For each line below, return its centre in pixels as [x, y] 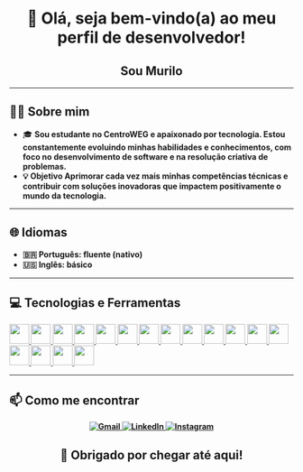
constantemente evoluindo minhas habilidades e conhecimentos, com [156, 147]
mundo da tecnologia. [64, 195]
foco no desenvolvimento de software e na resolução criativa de [145, 156]
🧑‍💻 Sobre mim [50, 112]
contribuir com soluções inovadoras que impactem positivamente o [151, 186]
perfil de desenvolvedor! [151, 37]
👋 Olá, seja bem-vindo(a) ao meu [151, 19]
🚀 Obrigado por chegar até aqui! [151, 455]
